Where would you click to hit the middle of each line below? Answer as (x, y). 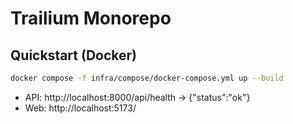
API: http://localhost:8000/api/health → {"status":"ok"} (137, 97)
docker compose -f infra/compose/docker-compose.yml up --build (147, 78)
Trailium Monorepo (91, 18)
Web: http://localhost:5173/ (80, 108)
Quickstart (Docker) (73, 55)
